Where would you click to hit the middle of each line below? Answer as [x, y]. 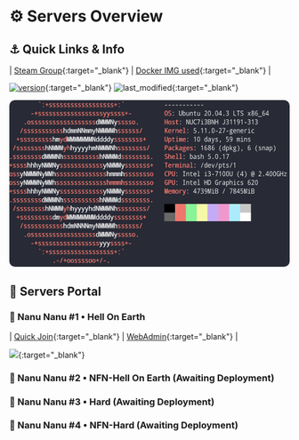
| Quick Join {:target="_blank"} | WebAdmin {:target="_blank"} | [124, 336]
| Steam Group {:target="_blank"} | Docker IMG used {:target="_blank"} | [140, 70]
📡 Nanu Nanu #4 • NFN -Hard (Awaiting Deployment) [124, 426]
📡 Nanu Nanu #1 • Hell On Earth [77, 317]
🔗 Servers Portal [55, 292]
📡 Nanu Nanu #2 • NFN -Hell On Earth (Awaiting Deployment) [142, 378]
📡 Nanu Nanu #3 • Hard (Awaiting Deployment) [112, 402]
